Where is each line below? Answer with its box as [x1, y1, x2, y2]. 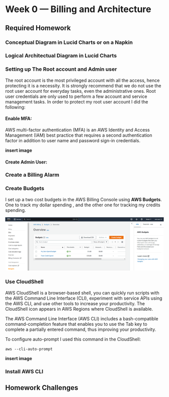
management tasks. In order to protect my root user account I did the [5, 98, 148, 104]
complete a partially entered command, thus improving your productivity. [5, 326, 156, 332]
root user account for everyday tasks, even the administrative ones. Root [5, 88, 156, 94]
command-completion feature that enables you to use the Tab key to [5, 321, 147, 327]
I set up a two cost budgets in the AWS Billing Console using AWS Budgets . [5, 196, 162, 202]
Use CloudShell [5, 278, 44, 286]
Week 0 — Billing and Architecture [5, 4, 151, 15]
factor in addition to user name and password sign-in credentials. [5, 137, 141, 143]
